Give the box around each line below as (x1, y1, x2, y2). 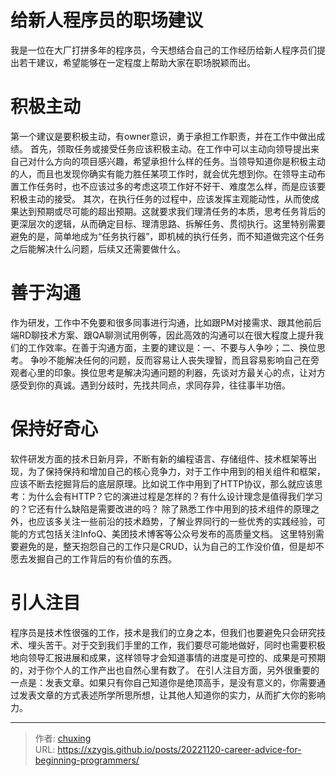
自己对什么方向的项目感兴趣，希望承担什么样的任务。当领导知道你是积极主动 (10, 155, 326, 167)
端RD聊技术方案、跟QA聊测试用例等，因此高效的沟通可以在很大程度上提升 (10, 329, 315, 341)
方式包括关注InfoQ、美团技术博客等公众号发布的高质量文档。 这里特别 (27, 527, 316, 540)
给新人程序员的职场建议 (10, 9, 204, 32)
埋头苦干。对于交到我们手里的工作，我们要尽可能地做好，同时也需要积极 (27, 639, 326, 651)
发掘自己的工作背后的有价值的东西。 (27, 552, 177, 565)
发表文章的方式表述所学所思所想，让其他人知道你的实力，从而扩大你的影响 (18, 689, 326, 701)
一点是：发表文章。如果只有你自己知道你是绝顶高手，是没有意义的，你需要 (10, 676, 317, 688)
